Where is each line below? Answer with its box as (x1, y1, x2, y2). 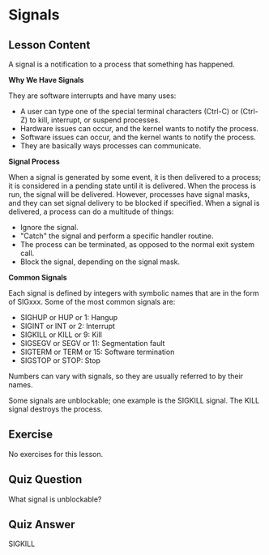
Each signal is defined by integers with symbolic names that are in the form (8, 288, 259, 297)
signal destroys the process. (8, 404, 103, 414)
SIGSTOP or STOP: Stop (19, 356, 101, 365)
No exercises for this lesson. (8, 449, 104, 459)
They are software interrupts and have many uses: (8, 91, 177, 100)
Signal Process (8, 156, 61, 166)
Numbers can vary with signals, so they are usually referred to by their (8, 371, 244, 381)
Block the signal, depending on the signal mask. (19, 257, 181, 267)
